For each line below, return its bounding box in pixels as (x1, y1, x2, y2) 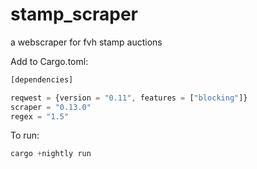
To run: (10, 129, 40, 142)
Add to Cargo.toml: (10, 55, 89, 67)
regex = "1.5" (10, 111, 70, 122)
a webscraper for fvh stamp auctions (10, 36, 163, 48)
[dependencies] (10, 74, 74, 85)
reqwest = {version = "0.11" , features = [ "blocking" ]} (10, 93, 248, 103)
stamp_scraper (10, 3, 139, 26)
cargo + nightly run (10, 149, 92, 159)
